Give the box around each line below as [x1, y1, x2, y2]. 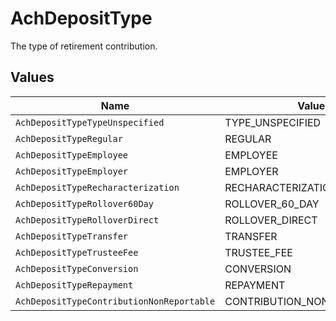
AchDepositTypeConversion [15, 263, 139, 274]
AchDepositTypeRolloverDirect [15, 214, 160, 226]
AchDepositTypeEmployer [15, 165, 129, 177]
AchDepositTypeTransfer [15, 230, 129, 242]
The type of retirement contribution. [10, 40, 158, 52]
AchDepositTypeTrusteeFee [15, 247, 139, 258]
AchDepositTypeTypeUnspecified [15, 117, 165, 128]
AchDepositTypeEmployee [15, 149, 129, 161]
